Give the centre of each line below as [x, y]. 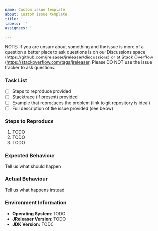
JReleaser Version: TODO [39, 219]
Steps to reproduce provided [42, 91]
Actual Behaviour [26, 179]
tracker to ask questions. [30, 68]
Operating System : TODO [39, 213]
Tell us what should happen [33, 166]
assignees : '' [20, 28]
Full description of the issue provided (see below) [63, 108]
